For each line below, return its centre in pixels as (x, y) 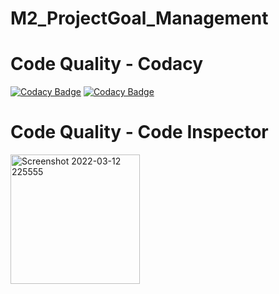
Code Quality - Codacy (107, 64)
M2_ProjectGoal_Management (139, 18)
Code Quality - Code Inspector (139, 132)
